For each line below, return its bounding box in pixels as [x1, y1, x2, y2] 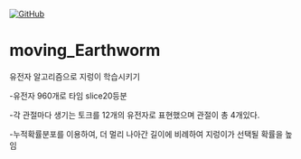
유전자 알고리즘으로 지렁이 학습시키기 [9, 70, 140, 81]
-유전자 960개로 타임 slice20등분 [9, 90, 128, 101]
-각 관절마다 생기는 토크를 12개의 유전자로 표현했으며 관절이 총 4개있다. [9, 109, 260, 120]
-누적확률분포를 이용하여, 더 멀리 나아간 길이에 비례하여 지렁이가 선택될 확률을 [9, 128, 283, 139]
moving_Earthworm [9, 41, 161, 61]
